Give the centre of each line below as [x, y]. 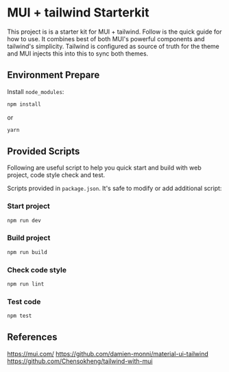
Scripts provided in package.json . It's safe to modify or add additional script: [114, 188]
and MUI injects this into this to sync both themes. [78, 54]
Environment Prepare [53, 75]
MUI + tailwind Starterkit [78, 13]
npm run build [27, 252]
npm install [24, 104]
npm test [20, 316]
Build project [29, 238]
